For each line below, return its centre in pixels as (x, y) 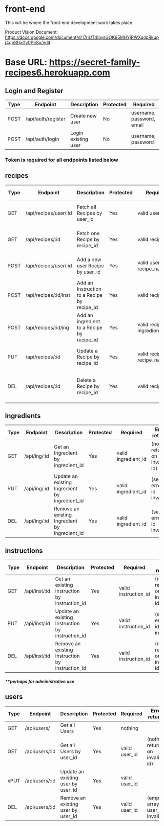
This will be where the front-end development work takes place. (69, 23)
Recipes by (90, 213)
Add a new (89, 260)
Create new (83, 116)
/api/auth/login (42, 139)
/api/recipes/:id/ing (47, 328)
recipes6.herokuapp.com (58, 73)
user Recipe (91, 265)
